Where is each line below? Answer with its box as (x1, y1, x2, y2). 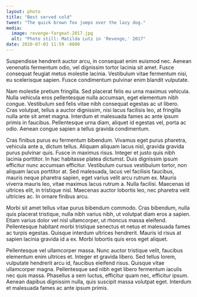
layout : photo (6, 8, 41, 15)
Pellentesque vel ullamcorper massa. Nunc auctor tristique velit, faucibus (6, 246, 183, 253)
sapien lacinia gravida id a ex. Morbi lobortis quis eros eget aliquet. (6, 235, 169, 242)
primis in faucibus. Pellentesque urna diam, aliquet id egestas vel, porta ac (6, 119, 186, 126)
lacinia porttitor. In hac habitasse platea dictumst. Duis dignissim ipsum (6, 155, 178, 162)
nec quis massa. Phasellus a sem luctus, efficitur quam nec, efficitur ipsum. (6, 272, 189, 279)
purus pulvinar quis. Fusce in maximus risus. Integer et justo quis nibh (6, 149, 175, 156)
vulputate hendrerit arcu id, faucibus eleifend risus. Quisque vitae (6, 259, 165, 266)
